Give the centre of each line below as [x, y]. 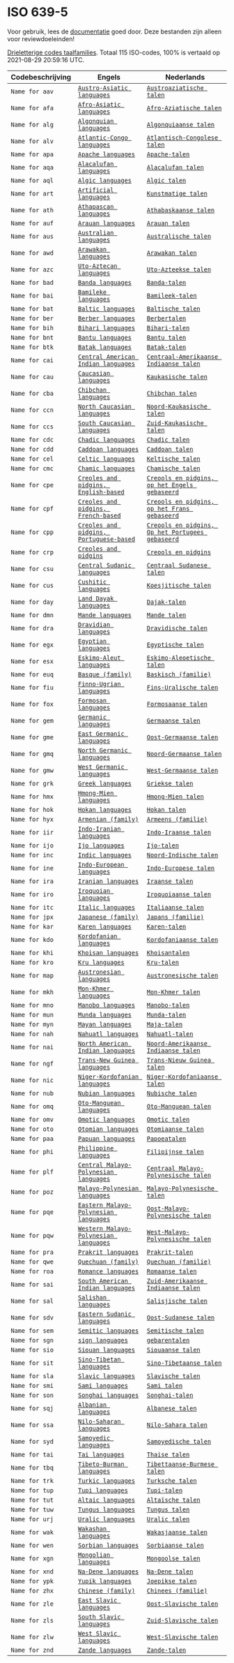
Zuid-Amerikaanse [175, 1281]
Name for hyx [32, 819]
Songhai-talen [170, 1395]
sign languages [103, 1340]
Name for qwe [32, 1262]
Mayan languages [105, 1024]
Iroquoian [94, 890]
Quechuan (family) [108, 1262]
